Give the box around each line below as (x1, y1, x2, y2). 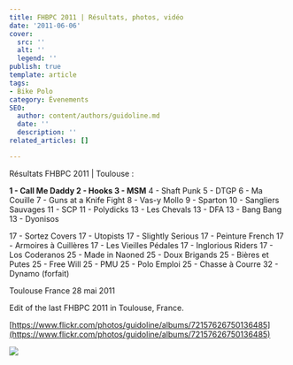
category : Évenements (9, 95, 89, 104)
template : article (9, 71, 77, 80)
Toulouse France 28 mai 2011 (9, 285, 115, 296)
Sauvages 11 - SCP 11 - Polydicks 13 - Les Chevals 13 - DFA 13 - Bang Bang (9, 204, 282, 215)
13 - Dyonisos (9, 213, 59, 224)
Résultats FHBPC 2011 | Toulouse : (9, 168, 135, 179)
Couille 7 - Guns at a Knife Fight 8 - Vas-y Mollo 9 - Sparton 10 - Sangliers (9, 194, 280, 205)
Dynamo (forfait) (9, 268, 70, 278)
